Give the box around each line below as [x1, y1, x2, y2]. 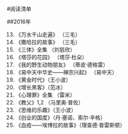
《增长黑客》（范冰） [15, 84, 66, 91]
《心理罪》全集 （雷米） [15, 91, 76, 98]
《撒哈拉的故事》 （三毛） [15, 39, 81, 45]
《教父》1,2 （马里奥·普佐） [15, 99, 84, 106]
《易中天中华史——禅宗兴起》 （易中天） [15, 69, 118, 75]
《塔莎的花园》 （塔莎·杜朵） [15, 54, 88, 60]
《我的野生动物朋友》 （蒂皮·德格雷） [15, 61, 109, 68]
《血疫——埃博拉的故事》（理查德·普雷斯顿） [15, 121, 126, 129]
